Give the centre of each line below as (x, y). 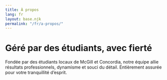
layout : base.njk (23, 19)
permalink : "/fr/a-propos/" (34, 24)
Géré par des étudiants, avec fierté (79, 48)
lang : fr (14, 14)
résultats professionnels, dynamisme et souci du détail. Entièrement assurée (83, 67)
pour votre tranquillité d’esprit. (36, 73)
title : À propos (22, 10)
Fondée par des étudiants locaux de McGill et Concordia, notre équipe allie (82, 62)
